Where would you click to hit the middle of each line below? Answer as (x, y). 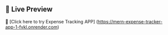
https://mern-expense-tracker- (130, 21)
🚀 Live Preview (29, 9)
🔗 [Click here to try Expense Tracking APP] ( (52, 21)
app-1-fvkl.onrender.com (31, 27)
